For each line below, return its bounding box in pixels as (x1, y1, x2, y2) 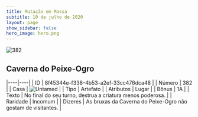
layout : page (6, 19, 38, 25)
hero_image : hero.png (6, 31, 60, 36)
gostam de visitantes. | (6, 104, 62, 111)
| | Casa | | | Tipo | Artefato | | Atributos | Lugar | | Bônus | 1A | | (6, 85, 189, 92)
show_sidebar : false (6, 25, 57, 31)
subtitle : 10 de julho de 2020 (6, 14, 83, 20)
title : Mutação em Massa (6, 8, 67, 15)
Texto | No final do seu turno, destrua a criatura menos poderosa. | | (6, 92, 173, 99)
